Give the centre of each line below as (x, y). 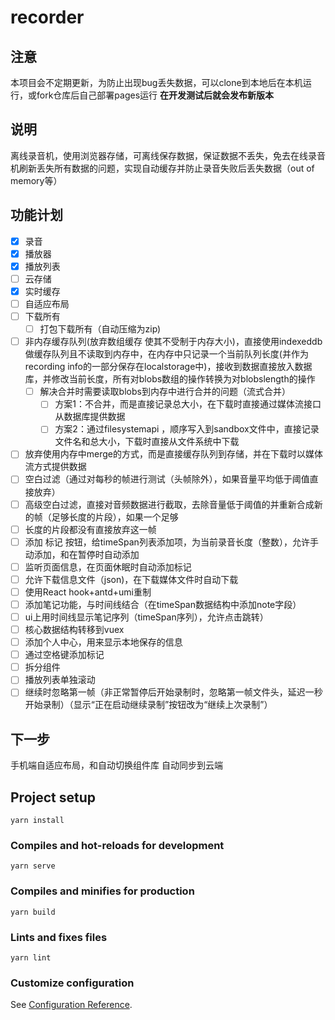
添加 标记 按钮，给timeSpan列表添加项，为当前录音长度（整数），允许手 (171, 542)
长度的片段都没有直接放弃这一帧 (90, 529)
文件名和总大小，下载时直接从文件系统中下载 (147, 442)
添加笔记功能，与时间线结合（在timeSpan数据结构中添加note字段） (163, 604)
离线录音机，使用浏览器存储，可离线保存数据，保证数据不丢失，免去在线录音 (168, 155)
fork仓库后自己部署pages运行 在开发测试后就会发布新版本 (155, 95)
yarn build (33, 912)
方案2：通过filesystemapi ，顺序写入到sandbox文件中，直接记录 (187, 429)
